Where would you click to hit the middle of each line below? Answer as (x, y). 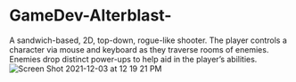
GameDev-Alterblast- (90, 16)
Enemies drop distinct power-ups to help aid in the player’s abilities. (133, 59)
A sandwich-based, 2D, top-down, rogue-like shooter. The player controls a (148, 40)
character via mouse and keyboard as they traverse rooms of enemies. (139, 49)
